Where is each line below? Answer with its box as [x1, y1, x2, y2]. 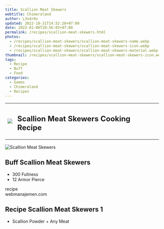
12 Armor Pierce [12, 176, 45, 182]
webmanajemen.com [5, 191, 47, 197]
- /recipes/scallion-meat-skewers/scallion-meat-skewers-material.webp [9, 48, 159, 53]
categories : [5, 75, 29, 80]
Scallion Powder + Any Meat [12, 218, 69, 224]
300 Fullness [12, 171, 39, 177]
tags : [5, 57, 16, 62]
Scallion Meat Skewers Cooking [17, 114, 131, 124]
